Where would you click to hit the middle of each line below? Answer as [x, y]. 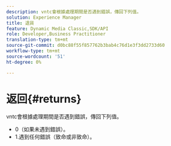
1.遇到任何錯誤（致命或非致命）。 [55, 137]
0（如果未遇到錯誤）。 [42, 129]
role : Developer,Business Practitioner [56, 34]
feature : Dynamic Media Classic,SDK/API [58, 29]
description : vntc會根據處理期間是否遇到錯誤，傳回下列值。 [74, 12]
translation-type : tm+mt [37, 40]
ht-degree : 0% [24, 62]
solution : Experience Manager [44, 17]
